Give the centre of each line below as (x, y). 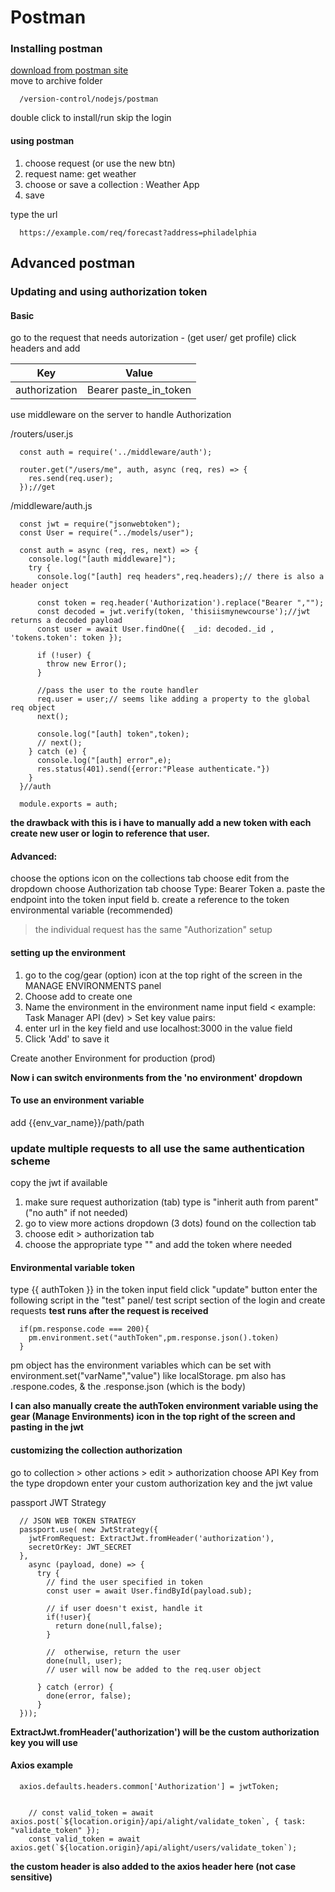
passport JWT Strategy (58, 1502)
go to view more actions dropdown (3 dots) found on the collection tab (170, 1223)
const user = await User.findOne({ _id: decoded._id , (155, 629)
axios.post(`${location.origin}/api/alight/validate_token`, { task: (158, 1821)
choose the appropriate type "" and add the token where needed (158, 1245)
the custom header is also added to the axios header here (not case (153, 1866)
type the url (34, 214)
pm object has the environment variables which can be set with (141, 1365)
